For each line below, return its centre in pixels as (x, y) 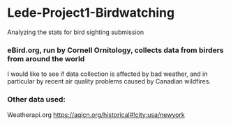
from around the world (46, 58)
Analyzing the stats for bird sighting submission (76, 32)
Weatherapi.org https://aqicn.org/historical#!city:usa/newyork (96, 115)
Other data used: (37, 100)
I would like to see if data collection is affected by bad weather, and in (107, 74)
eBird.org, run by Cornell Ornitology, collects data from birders (116, 50)
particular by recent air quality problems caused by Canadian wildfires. (109, 81)
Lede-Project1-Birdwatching (91, 13)
